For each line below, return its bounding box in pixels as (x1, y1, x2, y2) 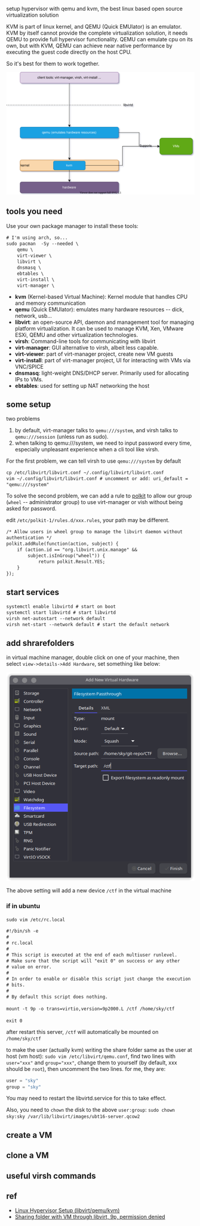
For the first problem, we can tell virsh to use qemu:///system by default (6, 457, 181, 465)
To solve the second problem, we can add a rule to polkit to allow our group (6, 492, 192, 499)
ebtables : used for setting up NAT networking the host (14, 382, 150, 389)
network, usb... (14, 312, 53, 319)
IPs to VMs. (14, 375, 44, 383)
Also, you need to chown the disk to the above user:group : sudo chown (6, 1106, 175, 1113)
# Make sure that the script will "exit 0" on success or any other (6, 958, 180, 964)
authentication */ (6, 535, 52, 541)
